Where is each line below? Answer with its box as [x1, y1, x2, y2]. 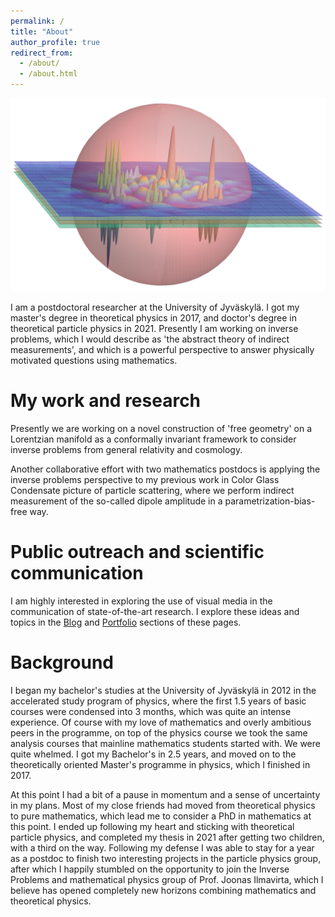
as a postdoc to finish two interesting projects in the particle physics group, [10, 852, 322, 864]
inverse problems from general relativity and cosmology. [10, 444, 243, 456]
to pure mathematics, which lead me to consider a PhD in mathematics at [10, 810, 312, 822]
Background [10, 651, 114, 674]
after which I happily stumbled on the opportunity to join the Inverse [10, 863, 290, 875]
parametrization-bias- [224, 495, 316, 507]
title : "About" [10, 26, 74, 37]
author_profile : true [10, 37, 101, 47]
